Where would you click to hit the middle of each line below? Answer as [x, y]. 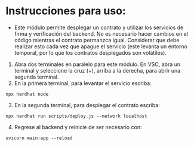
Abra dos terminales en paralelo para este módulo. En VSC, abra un [97, 64]
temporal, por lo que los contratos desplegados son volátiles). [90, 52]
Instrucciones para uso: [66, 11]
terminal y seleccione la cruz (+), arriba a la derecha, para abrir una [97, 70]
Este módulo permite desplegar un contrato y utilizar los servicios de [99, 27]
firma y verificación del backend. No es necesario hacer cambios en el [101, 33]
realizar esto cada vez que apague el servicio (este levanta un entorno [101, 46]
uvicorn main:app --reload [39, 138]
